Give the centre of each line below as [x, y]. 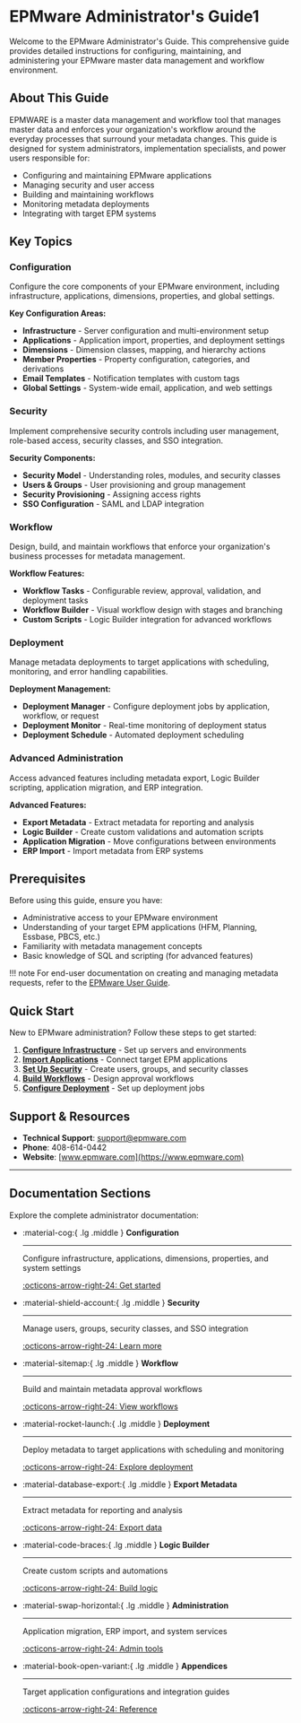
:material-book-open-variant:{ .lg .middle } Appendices [125, 1666]
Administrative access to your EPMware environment [120, 918]
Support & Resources [70, 1116]
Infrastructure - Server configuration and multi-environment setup [146, 331]
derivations [43, 369]
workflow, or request [60, 716]
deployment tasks [55, 600]
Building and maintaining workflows [88, 194]
